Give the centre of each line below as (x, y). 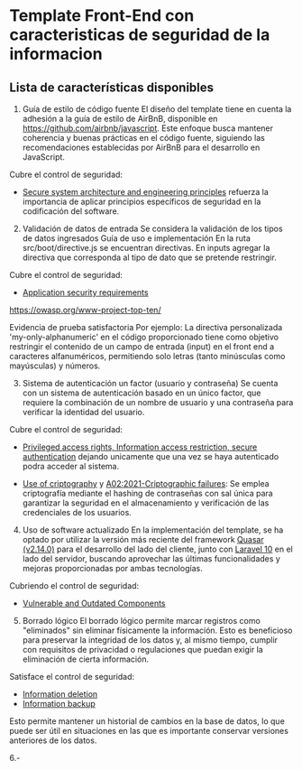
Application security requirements (85, 292)
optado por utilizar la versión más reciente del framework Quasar (143, 539)
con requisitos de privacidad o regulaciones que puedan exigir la (142, 649)
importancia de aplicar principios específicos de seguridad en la (142, 201)
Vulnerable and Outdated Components (94, 603)
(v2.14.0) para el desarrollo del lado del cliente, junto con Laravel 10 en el (157, 549)
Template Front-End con (102, 16)
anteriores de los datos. (53, 740)
